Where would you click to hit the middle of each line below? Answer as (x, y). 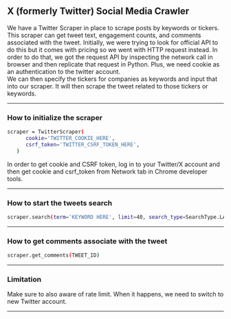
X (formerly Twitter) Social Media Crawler (98, 11)
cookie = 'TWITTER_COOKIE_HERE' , (70, 138)
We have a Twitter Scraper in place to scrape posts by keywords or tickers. (113, 27)
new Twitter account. (37, 302)
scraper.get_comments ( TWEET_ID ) (53, 256)
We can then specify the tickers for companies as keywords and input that (112, 79)
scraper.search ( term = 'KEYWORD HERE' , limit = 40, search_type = (97, 217)
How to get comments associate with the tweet (87, 241)
